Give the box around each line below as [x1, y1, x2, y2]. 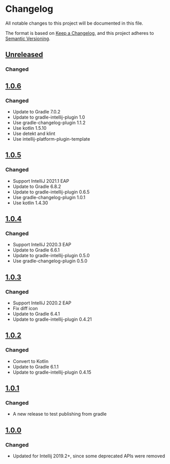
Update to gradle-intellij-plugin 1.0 [12, 114, 85, 120]
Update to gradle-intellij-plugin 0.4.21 [12, 316, 92, 322]
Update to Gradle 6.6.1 [12, 247, 60, 253]
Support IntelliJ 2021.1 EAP [12, 178, 69, 184]
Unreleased [5, 50, 44, 59]
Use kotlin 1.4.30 [12, 200, 48, 206]
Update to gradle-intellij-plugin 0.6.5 [12, 188, 90, 195]
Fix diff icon [12, 305, 38, 311]
